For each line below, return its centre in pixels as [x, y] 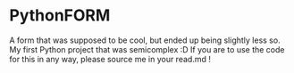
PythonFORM [60, 16]
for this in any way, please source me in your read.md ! [110, 59]
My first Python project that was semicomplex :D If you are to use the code [147, 49]
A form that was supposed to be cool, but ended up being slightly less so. [145, 40]
